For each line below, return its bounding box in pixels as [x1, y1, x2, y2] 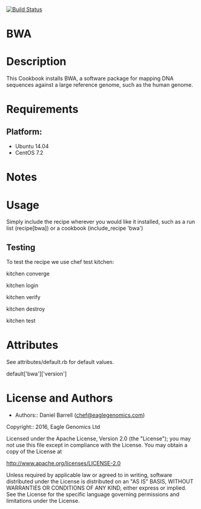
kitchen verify [6, 294, 41, 301]
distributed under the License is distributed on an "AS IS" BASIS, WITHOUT [6, 477, 194, 485]
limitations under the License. [6, 497, 80, 504]
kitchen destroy [6, 305, 45, 312]
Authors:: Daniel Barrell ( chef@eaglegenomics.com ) [15, 411, 145, 419]
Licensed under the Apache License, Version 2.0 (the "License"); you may [6, 434, 191, 442]
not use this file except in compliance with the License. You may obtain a [6, 441, 188, 448]
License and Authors [6, 391, 113, 405]
